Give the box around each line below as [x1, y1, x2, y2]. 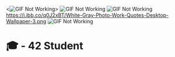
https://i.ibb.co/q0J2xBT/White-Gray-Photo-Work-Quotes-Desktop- [6, 12, 169, 19]
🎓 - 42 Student [6, 40, 83, 52]
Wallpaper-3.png [6, 18, 47, 24]
